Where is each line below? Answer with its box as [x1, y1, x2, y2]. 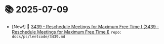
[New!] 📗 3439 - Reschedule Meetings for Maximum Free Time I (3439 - [11, 23, 159, 30]
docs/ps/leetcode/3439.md [11, 34, 65, 39]
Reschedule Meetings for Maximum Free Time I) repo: [11, 29, 122, 35]
